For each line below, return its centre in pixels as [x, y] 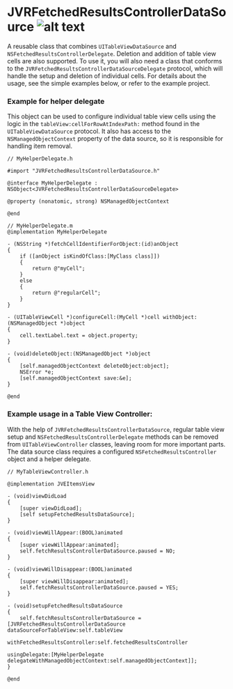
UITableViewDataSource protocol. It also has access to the [89, 131]
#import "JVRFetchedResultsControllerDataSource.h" [83, 171]
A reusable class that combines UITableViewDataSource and [92, 46]
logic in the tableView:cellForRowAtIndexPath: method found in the [104, 124]
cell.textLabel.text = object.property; [79, 336]
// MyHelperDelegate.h [40, 159]
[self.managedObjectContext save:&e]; [76, 378]
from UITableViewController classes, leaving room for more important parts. [116, 444]
